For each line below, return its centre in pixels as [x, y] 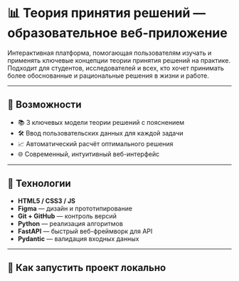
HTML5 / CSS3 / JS [47, 200]
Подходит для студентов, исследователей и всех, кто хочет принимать [116, 68]
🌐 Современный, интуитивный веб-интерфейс [89, 154]
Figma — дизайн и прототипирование [75, 208]
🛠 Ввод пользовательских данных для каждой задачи [100, 133]
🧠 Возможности [44, 104]
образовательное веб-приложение [117, 33]
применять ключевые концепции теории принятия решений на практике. [119, 60]
